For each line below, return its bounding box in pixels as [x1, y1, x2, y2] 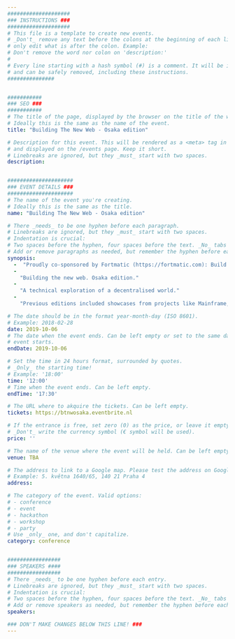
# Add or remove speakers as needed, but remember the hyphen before [7, 602, 215, 609]
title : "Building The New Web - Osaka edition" [7, 126, 149, 133]
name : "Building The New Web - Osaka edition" [7, 210, 145, 216]
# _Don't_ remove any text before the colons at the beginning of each [7, 36, 220, 43]
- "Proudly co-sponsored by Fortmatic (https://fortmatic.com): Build [13, 261, 227, 268]
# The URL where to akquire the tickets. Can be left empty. [7, 403, 190, 410]
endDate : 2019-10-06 [7, 345, 68, 353]
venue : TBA [7, 454, 39, 461]
